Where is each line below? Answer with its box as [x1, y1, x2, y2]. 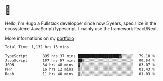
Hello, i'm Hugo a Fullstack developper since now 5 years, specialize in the [5, 20, 156, 26]
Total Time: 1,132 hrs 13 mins [5, 44, 69, 49]
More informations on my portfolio [5, 35, 75, 41]
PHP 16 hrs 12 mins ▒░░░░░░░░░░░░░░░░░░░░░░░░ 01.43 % [5, 67, 155, 72]
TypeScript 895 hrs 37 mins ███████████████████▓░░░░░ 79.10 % [5, 53, 155, 58]
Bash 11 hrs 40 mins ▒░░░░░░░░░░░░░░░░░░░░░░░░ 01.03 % [5, 72, 155, 77]
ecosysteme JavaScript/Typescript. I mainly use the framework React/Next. [5, 25, 158, 31]
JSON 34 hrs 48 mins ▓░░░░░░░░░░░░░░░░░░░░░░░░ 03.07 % [5, 62, 155, 67]
